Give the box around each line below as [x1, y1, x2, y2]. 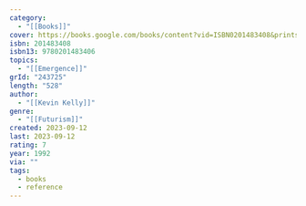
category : [9, 13, 47, 23]
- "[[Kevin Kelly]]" [17, 98, 96, 108]
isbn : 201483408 [9, 38, 71, 48]
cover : [9, 30, 35, 39]
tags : [9, 166, 30, 175]
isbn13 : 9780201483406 [9, 47, 96, 57]
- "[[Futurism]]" [17, 115, 84, 124]
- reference [17, 183, 64, 192]
